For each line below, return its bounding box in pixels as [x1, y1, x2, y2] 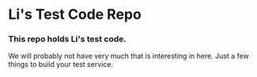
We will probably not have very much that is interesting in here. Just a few [8, 51, 249, 60]
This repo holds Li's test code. [8, 34, 127, 45]
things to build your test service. [8, 60, 113, 69]
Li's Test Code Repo [8, 5, 142, 24]
